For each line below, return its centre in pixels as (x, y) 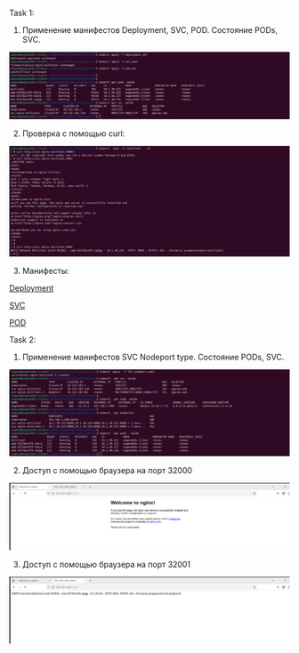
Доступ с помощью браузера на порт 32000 (107, 470)
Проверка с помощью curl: (73, 133)
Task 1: (22, 13)
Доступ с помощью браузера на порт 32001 (106, 564)
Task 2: (23, 340)
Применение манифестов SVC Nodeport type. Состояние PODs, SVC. (153, 357)
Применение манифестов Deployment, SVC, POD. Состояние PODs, (150, 30)
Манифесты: (45, 271)
